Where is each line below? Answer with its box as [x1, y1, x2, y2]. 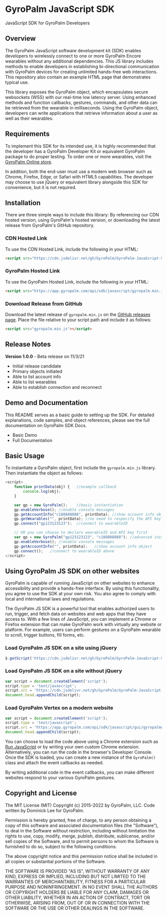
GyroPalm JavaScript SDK [5, 3, 115, 15]
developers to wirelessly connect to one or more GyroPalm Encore [5, 53, 141, 59]
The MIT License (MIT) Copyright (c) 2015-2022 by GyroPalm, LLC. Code [5, 802, 155, 808]
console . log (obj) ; [23, 489, 61, 494]
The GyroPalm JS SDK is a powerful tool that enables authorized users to [5, 606, 155, 612]
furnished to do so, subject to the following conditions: [5, 843, 117, 849]
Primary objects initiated [12, 368, 63, 374]
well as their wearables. [5, 115, 54, 121]
